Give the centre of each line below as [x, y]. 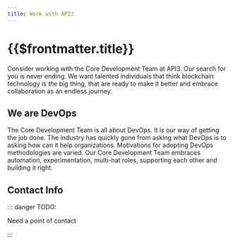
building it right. [30, 168]
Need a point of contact [42, 221]
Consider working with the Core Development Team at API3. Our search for [117, 69]
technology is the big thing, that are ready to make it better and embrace [113, 83]
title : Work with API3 [41, 14]
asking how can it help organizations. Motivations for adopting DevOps [110, 145]
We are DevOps [42, 113]
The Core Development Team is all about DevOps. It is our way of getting [113, 130]
